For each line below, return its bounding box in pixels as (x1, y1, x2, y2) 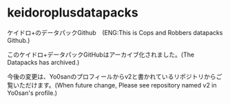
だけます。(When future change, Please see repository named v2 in (25, 81, 217, 89)
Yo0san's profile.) (7, 88, 57, 97)
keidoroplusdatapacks (7, 5, 139, 21)
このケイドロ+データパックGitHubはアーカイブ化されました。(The (7, 50, 195, 59)
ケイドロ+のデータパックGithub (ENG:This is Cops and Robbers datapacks (7, 28, 223, 37)
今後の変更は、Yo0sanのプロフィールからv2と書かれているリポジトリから (7, 72, 216, 81)
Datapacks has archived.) (7, 58, 80, 66)
